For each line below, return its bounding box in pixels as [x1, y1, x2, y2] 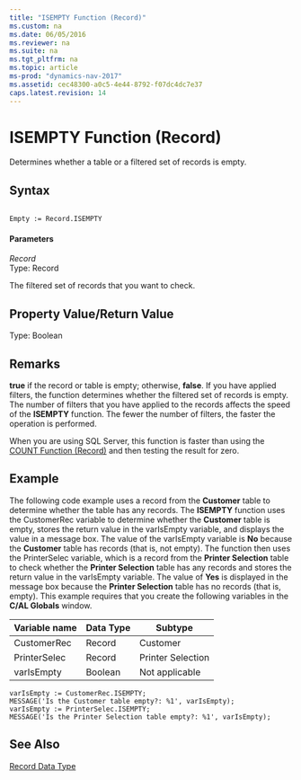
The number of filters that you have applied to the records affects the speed [9, 399, 290, 410]
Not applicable [138, 666, 201, 678]
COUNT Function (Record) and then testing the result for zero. [9, 446, 240, 456]
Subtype [155, 621, 193, 634]
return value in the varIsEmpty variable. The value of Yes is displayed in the [9, 572, 289, 582]
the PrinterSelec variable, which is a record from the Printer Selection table [9, 552, 289, 563]
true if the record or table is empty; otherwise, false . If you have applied [9, 380, 277, 391]
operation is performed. [9, 419, 97, 430]
